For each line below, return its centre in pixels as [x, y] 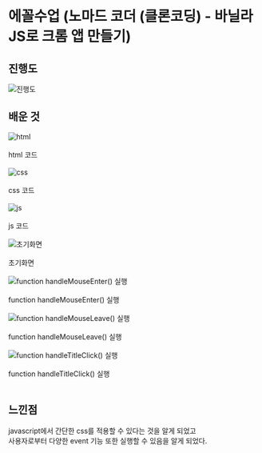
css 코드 [22, 190]
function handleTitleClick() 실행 [59, 374]
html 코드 [23, 154]
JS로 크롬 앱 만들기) [70, 36]
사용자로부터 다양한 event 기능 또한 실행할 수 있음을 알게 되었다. [108, 440]
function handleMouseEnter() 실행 [64, 299]
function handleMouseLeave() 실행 [65, 336]
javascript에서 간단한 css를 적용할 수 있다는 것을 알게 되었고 [102, 431]
